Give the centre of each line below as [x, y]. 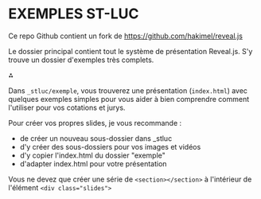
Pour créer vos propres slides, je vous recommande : [95, 123]
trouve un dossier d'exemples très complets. [81, 60]
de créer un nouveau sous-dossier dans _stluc [96, 138]
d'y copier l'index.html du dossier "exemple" [92, 155]
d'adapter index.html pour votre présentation [93, 163]
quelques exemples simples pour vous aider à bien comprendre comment [129, 99]
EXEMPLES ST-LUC [74, 14]
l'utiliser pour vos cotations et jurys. [67, 107]
